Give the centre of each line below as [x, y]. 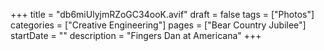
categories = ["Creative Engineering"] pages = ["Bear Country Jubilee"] [158, 25]
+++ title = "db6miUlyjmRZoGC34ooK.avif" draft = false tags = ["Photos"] [162, 14]
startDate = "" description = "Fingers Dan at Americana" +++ [136, 35]
